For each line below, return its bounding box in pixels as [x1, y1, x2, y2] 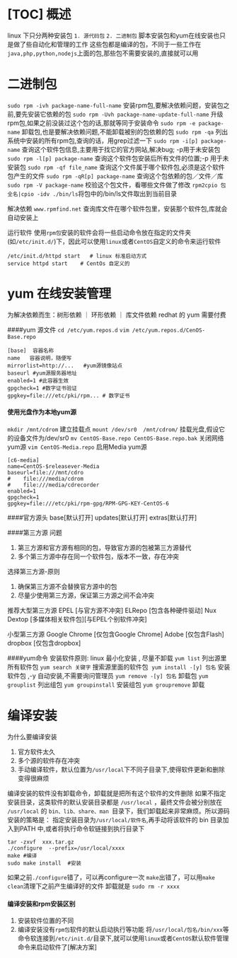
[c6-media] [7, 457, 40, 464]
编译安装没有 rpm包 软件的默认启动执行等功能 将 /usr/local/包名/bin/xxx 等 [17, 925, 229, 934]
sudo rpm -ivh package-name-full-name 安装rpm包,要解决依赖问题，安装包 [7, 100, 224, 110]
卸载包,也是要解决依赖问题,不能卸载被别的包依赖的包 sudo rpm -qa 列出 [21, 127, 229, 136]
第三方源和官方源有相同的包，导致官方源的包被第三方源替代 [17, 544, 192, 552]
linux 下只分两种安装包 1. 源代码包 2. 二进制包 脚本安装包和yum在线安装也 [7, 31, 220, 40]
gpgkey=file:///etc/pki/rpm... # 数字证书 [7, 392, 130, 399]
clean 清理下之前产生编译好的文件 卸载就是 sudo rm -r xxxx [7, 882, 180, 890]
